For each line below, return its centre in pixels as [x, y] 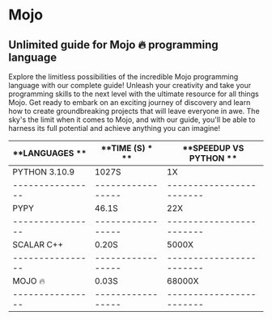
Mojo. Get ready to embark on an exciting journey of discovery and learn [130, 102]
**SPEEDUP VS [213, 148]
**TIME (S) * [127, 148]
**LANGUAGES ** [50, 153]
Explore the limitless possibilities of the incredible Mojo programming [123, 77]
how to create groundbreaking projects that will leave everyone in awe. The [134, 111]
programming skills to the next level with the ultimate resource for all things [134, 94]
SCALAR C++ [38, 244]
